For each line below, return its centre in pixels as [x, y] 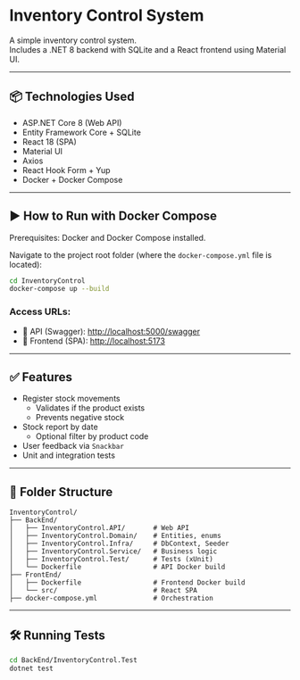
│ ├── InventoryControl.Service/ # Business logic [113, 551]
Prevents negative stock [80, 418]
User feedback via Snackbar [73, 446]
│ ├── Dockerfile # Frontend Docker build [127, 583]
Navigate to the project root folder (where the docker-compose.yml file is [141, 254]
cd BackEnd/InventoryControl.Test [74, 660]
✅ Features [41, 377]
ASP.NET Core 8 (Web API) [72, 122]
